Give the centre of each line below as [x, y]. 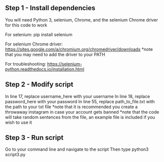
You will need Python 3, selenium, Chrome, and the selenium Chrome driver [82, 20]
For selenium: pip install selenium [39, 34]
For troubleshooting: [26, 64]
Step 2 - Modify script [39, 84]
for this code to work [26, 25]
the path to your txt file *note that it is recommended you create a [71, 107]
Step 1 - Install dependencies [50, 8]
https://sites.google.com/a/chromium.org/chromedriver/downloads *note [79, 49]
